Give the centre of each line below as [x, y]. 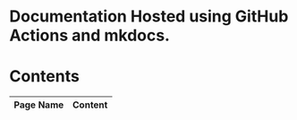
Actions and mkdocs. [89, 35]
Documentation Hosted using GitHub [149, 17]
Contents [45, 77]
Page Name [39, 105]
